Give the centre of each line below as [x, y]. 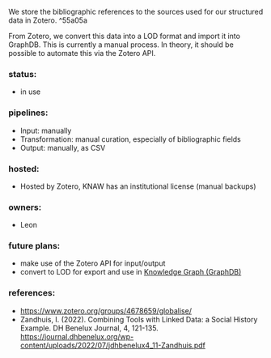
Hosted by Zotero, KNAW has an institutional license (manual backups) [138, 186]
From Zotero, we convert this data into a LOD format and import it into [125, 36]
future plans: [34, 246]
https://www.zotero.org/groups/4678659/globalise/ [106, 310]
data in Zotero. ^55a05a [48, 20]
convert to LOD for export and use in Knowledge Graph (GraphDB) [131, 272]
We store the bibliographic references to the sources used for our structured [136, 12]
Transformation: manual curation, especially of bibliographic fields [130, 139]
